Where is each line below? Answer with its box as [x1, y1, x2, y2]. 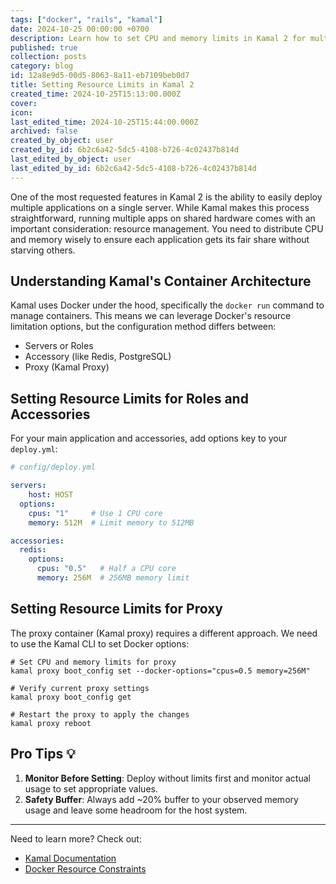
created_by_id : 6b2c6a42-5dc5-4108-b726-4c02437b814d [10, 145, 240, 155]
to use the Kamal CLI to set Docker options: [10, 637, 190, 650]
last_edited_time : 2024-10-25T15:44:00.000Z [10, 117, 199, 127]
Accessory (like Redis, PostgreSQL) [24, 351, 172, 363]
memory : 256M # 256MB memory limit [36, 573, 190, 583]
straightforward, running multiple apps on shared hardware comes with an [10, 212, 316, 224]
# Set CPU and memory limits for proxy [10, 657, 177, 667]
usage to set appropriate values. [24, 782, 158, 795]
